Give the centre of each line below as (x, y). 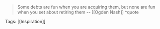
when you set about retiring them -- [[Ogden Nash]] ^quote (78, 12)
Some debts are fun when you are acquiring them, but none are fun (86, 7)
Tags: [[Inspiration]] (25, 22)
